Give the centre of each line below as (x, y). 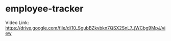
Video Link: (17, 22)
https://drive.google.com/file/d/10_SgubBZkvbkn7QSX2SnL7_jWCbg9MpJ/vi (86, 27)
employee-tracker (44, 9)
